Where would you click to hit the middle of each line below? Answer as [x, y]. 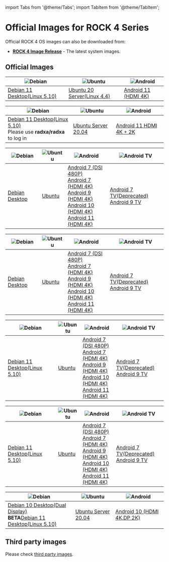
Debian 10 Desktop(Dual [37, 505]
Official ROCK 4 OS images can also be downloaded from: [65, 41]
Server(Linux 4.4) [90, 96]
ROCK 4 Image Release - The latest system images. [66, 51]
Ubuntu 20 [81, 90]
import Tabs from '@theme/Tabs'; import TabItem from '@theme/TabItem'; [82, 7]
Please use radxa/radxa [36, 132]
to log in [17, 138]
